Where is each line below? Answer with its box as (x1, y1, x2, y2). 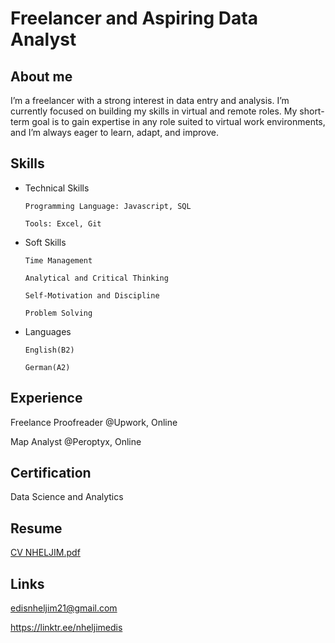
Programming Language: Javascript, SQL (24, 201, 192, 211)
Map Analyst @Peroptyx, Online (10, 435, 142, 447)
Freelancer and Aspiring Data (10, 7, 258, 30)
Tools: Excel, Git (24, 218, 102, 229)
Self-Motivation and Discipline (24, 290, 160, 301)
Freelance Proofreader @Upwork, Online (10, 416, 178, 428)
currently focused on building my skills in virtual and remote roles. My (10, 105, 298, 117)
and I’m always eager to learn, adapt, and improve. (10, 127, 219, 138)
